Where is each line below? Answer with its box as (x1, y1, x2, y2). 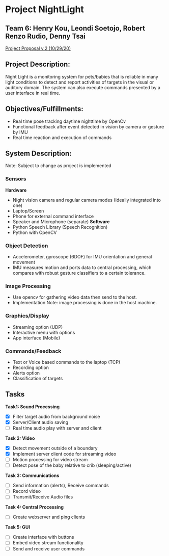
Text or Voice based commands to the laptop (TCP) (12, 359, 121, 365)
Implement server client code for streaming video (12, 451, 117, 457)
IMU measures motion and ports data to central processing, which (12, 264, 152, 271)
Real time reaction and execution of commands (12, 134, 112, 141)
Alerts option (12, 369, 40, 376)
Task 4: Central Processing (5, 504, 64, 510)
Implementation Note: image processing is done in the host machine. (12, 300, 157, 306)
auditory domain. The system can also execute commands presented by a (5, 84, 160, 90)
